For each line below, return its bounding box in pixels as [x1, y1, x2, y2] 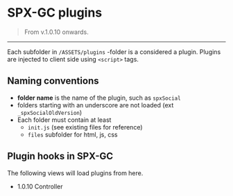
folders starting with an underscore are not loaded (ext [17, 100, 174, 109]
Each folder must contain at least [17, 116, 112, 124]
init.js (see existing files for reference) [27, 123, 143, 131]
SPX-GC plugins [7, 5, 103, 21]
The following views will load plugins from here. [7, 168, 144, 177]
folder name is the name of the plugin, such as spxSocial [17, 93, 182, 102]
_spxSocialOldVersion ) [17, 108, 83, 116]
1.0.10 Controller [17, 182, 64, 190]
